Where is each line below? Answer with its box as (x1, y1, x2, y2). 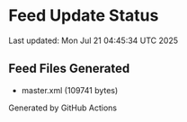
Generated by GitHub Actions (8, 102, 118, 113)
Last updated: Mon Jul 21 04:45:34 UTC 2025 (8, 35, 179, 46)
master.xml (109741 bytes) (21, 84, 119, 95)
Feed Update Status (8, 5, 159, 26)
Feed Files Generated (8, 61, 130, 76)
